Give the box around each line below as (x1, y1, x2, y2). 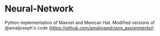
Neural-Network (4, 3, 74, 14)
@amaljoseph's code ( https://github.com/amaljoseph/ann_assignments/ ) (4, 24, 154, 30)
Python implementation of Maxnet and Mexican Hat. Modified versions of (4, 19, 155, 25)
